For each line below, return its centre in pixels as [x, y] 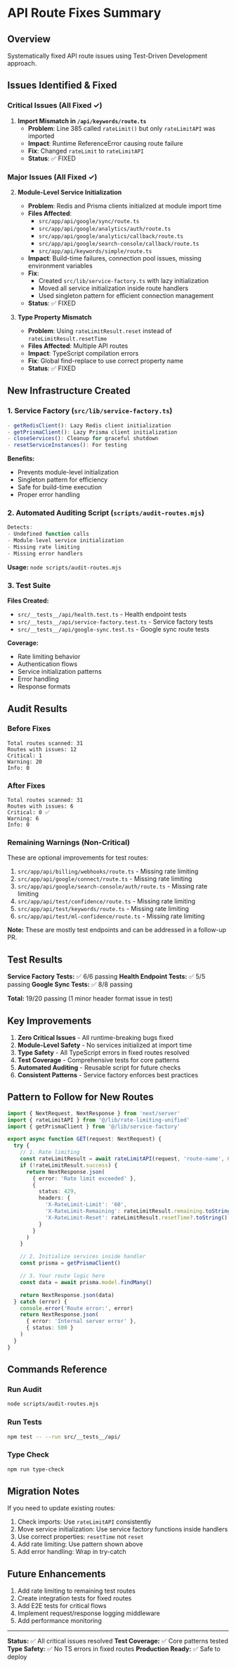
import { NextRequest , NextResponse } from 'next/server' [94, 1113]
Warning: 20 [25, 762]
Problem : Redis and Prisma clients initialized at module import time [125, 206]
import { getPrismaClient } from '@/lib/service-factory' [94, 1127]
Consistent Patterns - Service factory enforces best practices [108, 1075]
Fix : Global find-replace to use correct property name [106, 360]
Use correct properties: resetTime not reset [80, 1537]
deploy [17, 1657]
